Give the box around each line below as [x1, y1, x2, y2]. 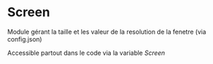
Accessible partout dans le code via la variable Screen [7, 49, 166, 57]
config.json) [7, 34, 42, 43]
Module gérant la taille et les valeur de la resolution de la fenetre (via [7, 27, 207, 36]
